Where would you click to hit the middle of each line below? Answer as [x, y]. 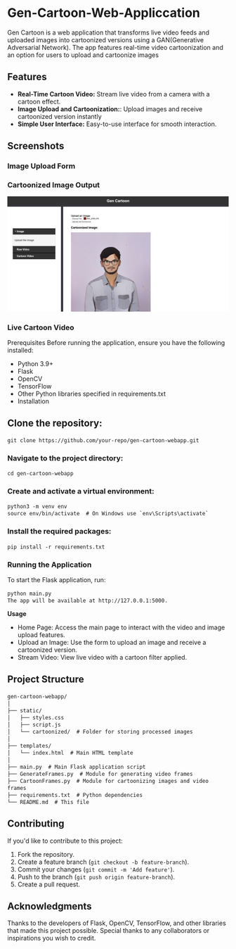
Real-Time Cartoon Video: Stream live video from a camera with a [113, 94]
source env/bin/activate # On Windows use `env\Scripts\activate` [108, 514]
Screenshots [36, 146]
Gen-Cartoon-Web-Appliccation [104, 13]
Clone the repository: [55, 423]
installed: [20, 350]
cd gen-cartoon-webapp [40, 474]
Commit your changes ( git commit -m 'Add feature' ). [96, 869]
